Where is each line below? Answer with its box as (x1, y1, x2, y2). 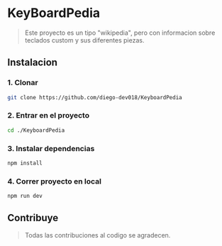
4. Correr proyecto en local (7, 176, 101, 186)
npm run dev (7, 193, 43, 200)
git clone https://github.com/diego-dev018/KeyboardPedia (7, 94, 182, 101)
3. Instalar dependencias (7, 143, 95, 153)
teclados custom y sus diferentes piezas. (24, 35, 145, 44)
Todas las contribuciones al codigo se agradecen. (24, 230, 171, 239)
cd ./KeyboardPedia (7, 126, 65, 134)
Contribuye (7, 212, 59, 224)
